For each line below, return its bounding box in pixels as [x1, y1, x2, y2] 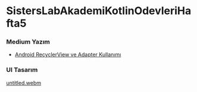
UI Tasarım [6, 66, 38, 74]
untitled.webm [6, 79, 42, 86]
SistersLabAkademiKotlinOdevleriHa [6, 4, 192, 18]
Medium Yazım [6, 38, 51, 46]
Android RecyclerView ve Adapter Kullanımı [14, 51, 121, 58]
